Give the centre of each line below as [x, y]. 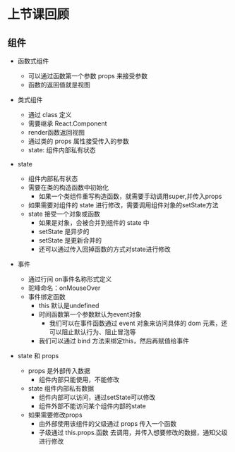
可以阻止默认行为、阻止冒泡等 [92, 332]
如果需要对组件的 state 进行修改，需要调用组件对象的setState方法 [123, 205]
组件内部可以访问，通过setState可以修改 [97, 397]
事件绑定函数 [47, 297]
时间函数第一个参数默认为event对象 [90, 314]
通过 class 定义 [50, 115]
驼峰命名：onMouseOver [64, 288]
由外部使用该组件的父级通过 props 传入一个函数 [108, 423]
